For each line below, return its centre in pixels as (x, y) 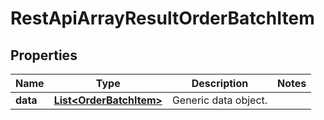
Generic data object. (219, 100)
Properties (44, 55)
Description (220, 83)
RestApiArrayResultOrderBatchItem (162, 18)
